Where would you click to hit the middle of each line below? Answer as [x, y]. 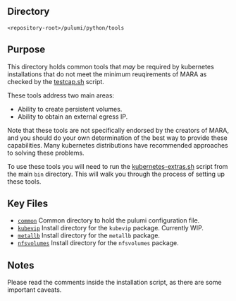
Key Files [27, 204]
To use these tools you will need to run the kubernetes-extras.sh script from [118, 166]
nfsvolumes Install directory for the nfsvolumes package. [98, 243]
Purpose [26, 50]
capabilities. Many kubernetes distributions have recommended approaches [118, 145]
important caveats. [35, 290]
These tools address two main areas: [61, 95]
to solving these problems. [46, 153]
